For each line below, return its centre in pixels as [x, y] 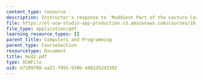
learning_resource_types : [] [43, 34]
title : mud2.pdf [27, 57]
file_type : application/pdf [42, 29]
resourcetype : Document [36, 51]
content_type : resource [36, 12]
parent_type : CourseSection [42, 46]
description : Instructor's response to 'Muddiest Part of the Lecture [97, 17]
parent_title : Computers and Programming [59, 40]
